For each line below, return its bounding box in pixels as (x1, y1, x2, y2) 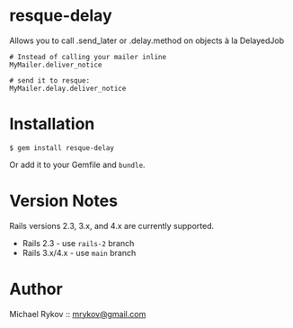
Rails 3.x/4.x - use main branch (22, 247, 137, 258)
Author (9, 279, 63, 299)
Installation (9, 114, 95, 135)
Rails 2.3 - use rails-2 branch (22, 237, 135, 248)
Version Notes (9, 191, 119, 211)
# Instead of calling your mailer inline (9, 52, 167, 61)
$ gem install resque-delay (9, 143, 115, 153)
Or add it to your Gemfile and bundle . (9, 159, 146, 170)
